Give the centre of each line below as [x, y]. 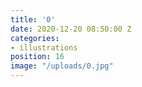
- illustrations [44, 47]
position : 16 [37, 57]
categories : [35, 38]
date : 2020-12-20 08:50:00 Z [71, 29]
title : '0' [33, 19]
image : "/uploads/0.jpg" [62, 66]
